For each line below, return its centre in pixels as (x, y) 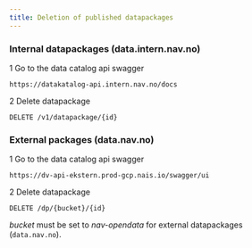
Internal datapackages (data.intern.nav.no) (105, 48)
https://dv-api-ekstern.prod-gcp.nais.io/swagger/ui (109, 176)
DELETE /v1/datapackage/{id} (63, 117)
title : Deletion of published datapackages (92, 17)
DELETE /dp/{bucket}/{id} (57, 209)
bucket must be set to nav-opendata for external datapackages (126, 225)
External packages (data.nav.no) (82, 139)
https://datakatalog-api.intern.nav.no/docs (93, 84)
